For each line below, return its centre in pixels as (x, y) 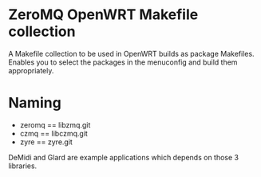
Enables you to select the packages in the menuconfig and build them (123, 62)
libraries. (23, 166)
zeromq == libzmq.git (55, 124)
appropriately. (31, 70)
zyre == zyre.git (46, 142)
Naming (35, 103)
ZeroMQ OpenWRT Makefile (103, 15)
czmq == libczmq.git (53, 133)
